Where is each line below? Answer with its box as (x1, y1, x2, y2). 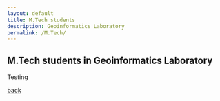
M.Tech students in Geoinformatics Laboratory (7, 54, 213, 66)
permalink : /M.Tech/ (7, 29, 67, 36)
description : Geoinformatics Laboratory (7, 23, 126, 30)
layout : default (7, 10, 54, 17)
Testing (7, 73, 29, 81)
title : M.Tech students (7, 16, 76, 23)
